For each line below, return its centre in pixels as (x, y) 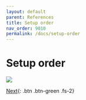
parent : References (30, 17)
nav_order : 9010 (26, 28)
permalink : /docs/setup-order (43, 34)
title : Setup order (30, 23)
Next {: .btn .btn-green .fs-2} (40, 91)
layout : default (26, 12)
